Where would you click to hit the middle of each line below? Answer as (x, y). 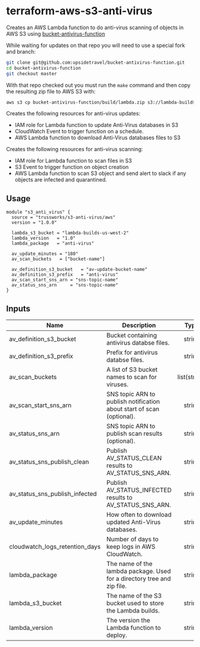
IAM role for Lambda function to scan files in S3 (73, 161)
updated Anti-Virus (133, 522)
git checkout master (32, 74)
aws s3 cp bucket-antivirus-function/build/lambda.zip (76, 102)
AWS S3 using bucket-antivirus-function (56, 33)
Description (139, 326)
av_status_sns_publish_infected (53, 494)
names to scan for (132, 377)
